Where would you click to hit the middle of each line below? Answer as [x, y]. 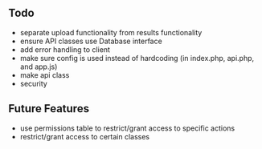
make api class [45, 74]
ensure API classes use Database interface [91, 41]
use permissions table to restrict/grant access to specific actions [127, 128]
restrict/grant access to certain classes [85, 136]
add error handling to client [65, 49]
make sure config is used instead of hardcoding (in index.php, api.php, [137, 58]
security [34, 83]
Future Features [49, 109]
